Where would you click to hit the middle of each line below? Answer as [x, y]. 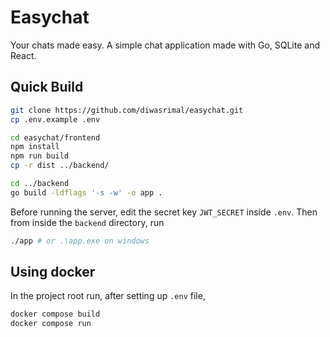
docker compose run [51, 324]
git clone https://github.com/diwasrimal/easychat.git [127, 110]
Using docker [53, 272]
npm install [35, 147]
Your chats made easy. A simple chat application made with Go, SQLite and [165, 45]
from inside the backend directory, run [87, 222]
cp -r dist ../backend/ [60, 166]
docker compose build [55, 314]
